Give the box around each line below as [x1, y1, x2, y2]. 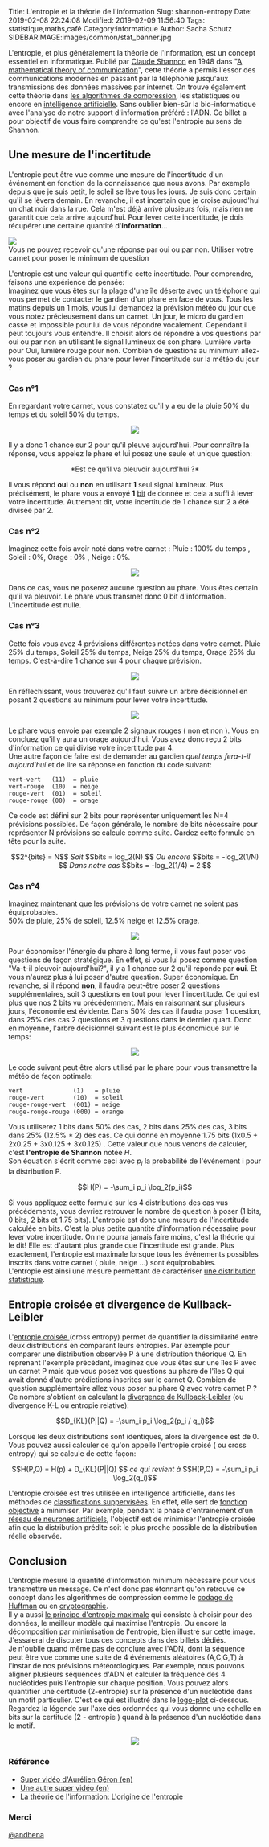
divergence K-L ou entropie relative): [8, 1400, 130, 1410]
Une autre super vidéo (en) [19, 1783, 110, 1792]
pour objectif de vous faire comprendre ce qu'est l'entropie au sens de [8, 117, 243, 125]
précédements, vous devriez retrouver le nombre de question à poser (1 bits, [8, 1206, 262, 1216]
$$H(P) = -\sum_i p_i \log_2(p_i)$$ [77, 1182, 193, 1191]
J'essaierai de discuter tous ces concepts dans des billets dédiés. [8, 1635, 226, 1645]
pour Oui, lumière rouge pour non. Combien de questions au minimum [8, 345, 239, 355]
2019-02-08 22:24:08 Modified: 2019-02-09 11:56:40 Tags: [8, 15, 206, 25]
